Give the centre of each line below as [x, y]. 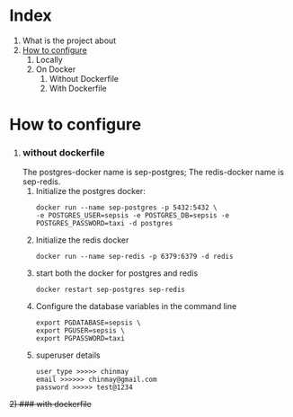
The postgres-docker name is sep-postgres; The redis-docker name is [153, 173]
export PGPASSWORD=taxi [80, 339]
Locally [49, 59]
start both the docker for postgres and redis [117, 273]
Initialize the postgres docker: [90, 191]
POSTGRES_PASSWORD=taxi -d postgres [104, 224]
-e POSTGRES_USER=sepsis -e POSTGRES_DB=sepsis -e [133, 216]
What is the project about [69, 40]
